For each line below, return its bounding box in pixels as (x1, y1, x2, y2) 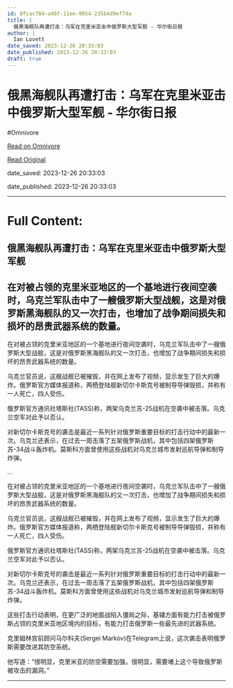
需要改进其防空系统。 (12, 643, 74, 651)
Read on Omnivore (7, 142, 60, 150)
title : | (7, 17, 33, 24)
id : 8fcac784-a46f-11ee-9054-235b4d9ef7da (7, 10, 132, 17)
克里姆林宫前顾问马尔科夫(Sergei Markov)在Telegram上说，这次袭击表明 (7, 634, 214, 643)
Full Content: (7, 213, 83, 229)
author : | (7, 29, 36, 37)
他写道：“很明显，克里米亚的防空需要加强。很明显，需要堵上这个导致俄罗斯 (7, 657, 223, 666)
